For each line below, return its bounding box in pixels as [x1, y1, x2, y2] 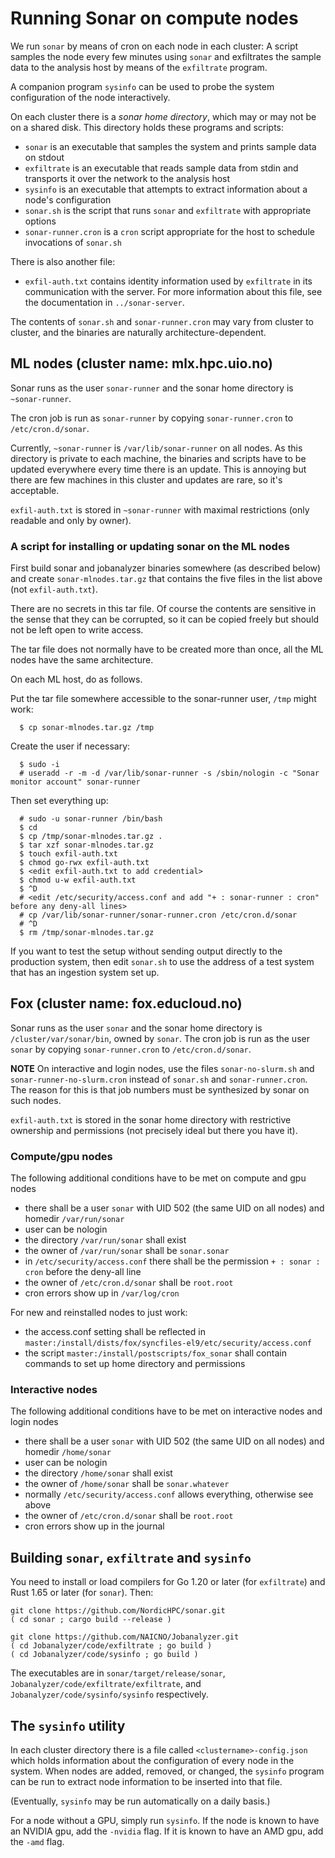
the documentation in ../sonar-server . [24, 296, 185, 308]
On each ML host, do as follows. [10, 673, 143, 686]
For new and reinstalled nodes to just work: [10, 1307, 188, 1319]
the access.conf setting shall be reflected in [24, 1326, 206, 1338]
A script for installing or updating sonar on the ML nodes [10, 539, 290, 553]
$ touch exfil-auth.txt [19, 849, 118, 859]
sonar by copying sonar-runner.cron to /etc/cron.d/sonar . [10, 1043, 252, 1055]
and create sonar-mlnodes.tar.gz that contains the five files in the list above [10, 573, 323, 585]
